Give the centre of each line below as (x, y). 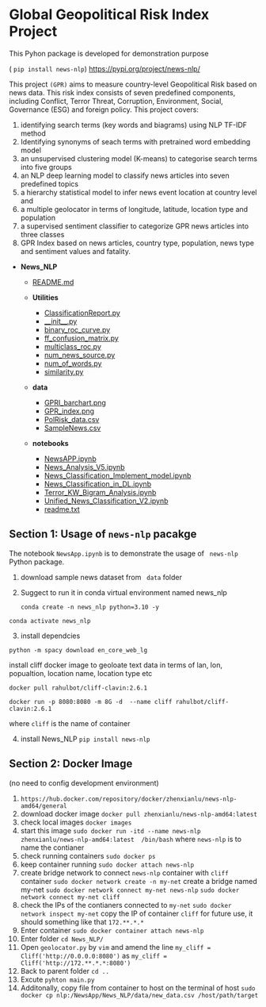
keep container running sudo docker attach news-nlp (107, 864)
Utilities (45, 297)
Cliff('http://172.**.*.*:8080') (76, 963)
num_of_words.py (73, 363)
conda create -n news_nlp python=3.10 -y (89, 607)
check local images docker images (76, 822)
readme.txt (62, 509)
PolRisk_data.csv (72, 419)
